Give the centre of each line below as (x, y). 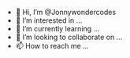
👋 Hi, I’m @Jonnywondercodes (66, 12)
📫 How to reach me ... (52, 46)
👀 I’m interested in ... (49, 20)
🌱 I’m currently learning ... (58, 29)
